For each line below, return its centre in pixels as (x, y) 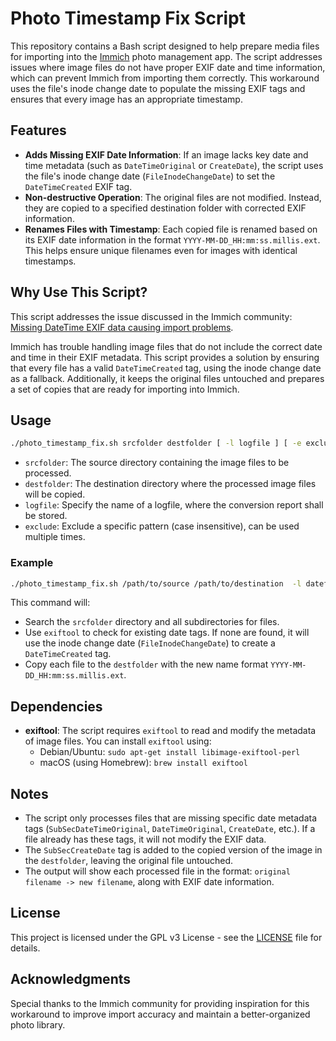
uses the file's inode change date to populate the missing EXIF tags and (158, 88)
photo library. (38, 1024)
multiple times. (55, 537)
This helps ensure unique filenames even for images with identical (161, 250)
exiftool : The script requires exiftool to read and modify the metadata (170, 731)
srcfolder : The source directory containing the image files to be (157, 463)
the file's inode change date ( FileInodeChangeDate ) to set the (150, 176)
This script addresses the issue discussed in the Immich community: (151, 316)
